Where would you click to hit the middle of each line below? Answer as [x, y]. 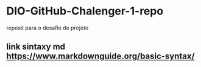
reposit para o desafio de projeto [48, 28]
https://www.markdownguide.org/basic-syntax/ [100, 56]
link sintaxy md [36, 47]
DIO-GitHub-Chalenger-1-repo [85, 11]
